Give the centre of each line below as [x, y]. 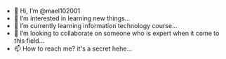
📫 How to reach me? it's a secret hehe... [73, 48]
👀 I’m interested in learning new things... [72, 18]
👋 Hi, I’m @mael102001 [47, 11]
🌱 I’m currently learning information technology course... [95, 26]
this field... [29, 41]
